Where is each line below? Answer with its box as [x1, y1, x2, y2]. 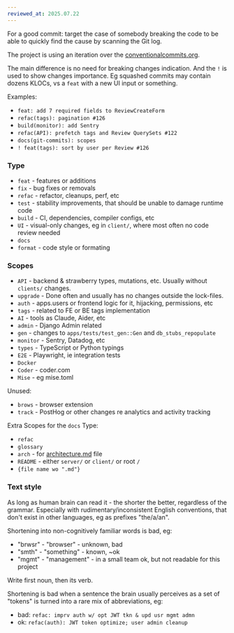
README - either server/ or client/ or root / [17, 457, 140, 466]
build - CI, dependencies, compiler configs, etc [17, 213, 155, 222]
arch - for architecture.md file [17, 450, 103, 458]
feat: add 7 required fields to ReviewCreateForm [17, 107, 166, 114]
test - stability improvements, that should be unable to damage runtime [17, 199, 224, 207]
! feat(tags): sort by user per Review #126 [17, 144, 149, 151]
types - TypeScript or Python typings [17, 343, 124, 352]
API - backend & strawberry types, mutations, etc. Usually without [17, 277, 207, 285]
